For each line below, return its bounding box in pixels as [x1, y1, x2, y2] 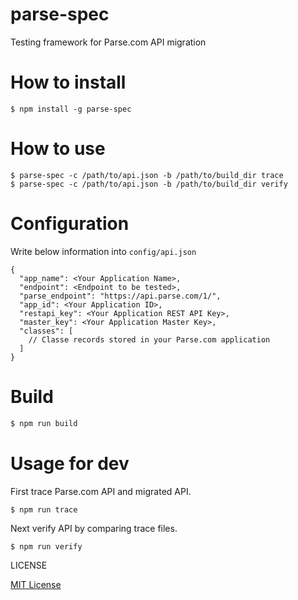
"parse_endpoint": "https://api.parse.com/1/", [19, 291, 222, 301]
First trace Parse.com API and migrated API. [10, 485, 192, 497]
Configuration [10, 213, 130, 235]
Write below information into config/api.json [10, 245, 197, 257]
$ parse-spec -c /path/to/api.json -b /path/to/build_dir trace [10, 170, 284, 180]
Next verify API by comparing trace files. [10, 522, 178, 534]
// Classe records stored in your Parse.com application [28, 334, 271, 345]
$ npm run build [10, 418, 78, 428]
